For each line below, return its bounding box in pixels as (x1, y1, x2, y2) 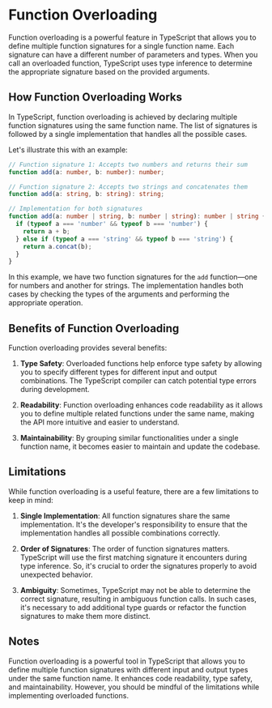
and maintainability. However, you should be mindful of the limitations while (8, 682, 260, 692)
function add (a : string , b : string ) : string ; (8, 190, 164, 198)
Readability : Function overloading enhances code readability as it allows (19, 400, 263, 410)
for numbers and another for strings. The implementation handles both (8, 281, 244, 291)
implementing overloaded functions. (8, 690, 130, 700)
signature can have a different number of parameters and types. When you (8, 49, 258, 59)
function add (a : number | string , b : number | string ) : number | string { (8, 212, 266, 220)
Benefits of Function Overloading (8, 322, 180, 335)
